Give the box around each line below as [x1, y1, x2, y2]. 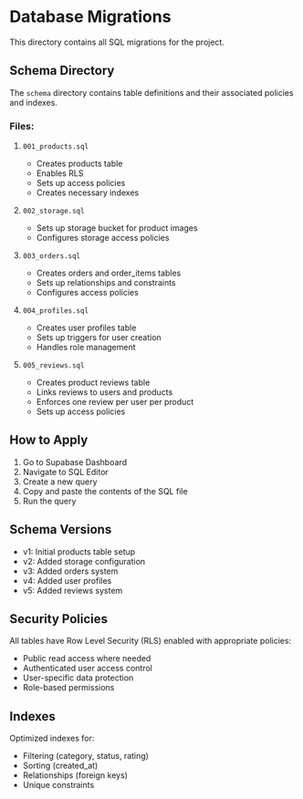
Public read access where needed [22, 653, 151, 664]
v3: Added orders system [22, 566, 119, 576]
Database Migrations [9, 6, 172, 27]
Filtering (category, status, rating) [22, 751, 149, 762]
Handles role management [36, 342, 136, 353]
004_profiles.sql [22, 306, 89, 316]
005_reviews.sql [22, 361, 85, 370]
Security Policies [9, 611, 108, 627]
